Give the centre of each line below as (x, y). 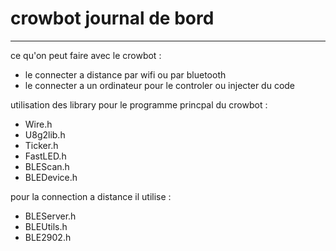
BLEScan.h (47, 166)
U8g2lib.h (45, 134)
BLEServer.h (50, 216)
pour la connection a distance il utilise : (91, 196)
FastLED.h (45, 156)
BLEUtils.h (46, 226)
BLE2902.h (48, 237)
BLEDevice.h (51, 177)
